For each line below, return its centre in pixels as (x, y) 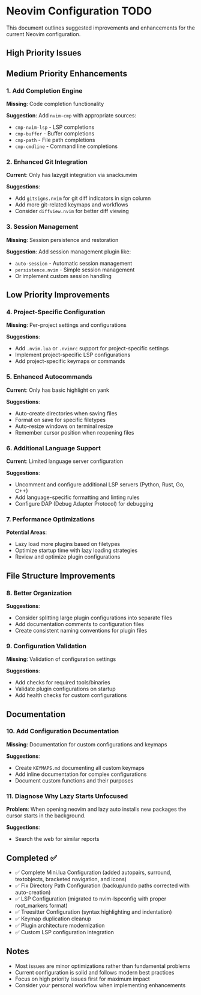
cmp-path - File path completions (55, 140)
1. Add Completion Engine (44, 90)
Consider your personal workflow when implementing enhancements (100, 985)
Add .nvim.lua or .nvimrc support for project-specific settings (92, 349)
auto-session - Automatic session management (73, 263)
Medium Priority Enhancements (67, 73)
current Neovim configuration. (43, 34)
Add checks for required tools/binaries (63, 683)
